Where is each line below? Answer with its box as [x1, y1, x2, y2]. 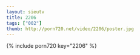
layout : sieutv [6, 8, 45, 15]
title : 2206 [6, 15, 36, 21]
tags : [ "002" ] [6, 20, 42, 26]
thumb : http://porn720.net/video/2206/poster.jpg [6, 25, 135, 32]
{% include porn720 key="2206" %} [6, 42, 97, 50]
